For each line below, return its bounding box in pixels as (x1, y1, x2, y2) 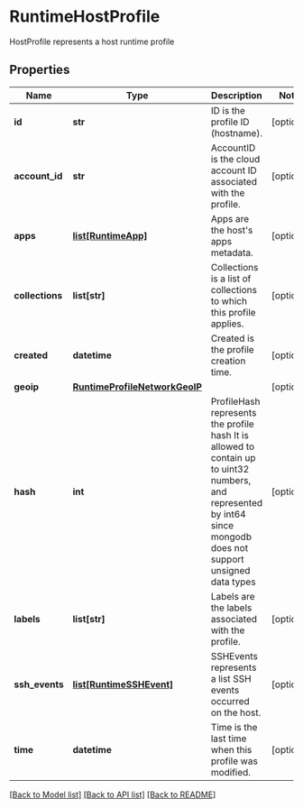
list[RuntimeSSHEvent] (72, 678, 174, 691)
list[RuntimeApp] (72, 229, 148, 242)
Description (210, 88, 263, 101)
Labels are (210, 590, 255, 602)
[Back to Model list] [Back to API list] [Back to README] (9, 789, 216, 800)
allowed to (210, 440, 255, 453)
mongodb (210, 530, 252, 543)
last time (210, 732, 247, 745)
